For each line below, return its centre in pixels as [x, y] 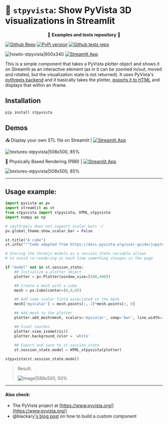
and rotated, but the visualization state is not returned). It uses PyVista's [79, 74]
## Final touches [32, 327]
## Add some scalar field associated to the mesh [67, 299]
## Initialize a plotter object [48, 272]
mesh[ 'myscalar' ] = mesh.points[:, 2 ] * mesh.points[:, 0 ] [75, 304]
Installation [23, 101]
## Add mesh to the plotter [43, 313]
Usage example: [31, 191]
